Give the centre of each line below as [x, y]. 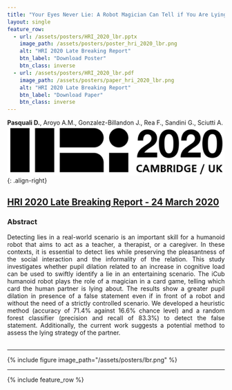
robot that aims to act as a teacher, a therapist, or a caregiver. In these [116, 244]
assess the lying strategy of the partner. [64, 333]
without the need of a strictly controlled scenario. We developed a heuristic [116, 303]
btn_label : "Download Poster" [63, 59]
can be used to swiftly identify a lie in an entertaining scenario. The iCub [116, 274]
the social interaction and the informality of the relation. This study [116, 259]
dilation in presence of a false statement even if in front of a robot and [116, 296]
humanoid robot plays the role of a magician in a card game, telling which [116, 281]
